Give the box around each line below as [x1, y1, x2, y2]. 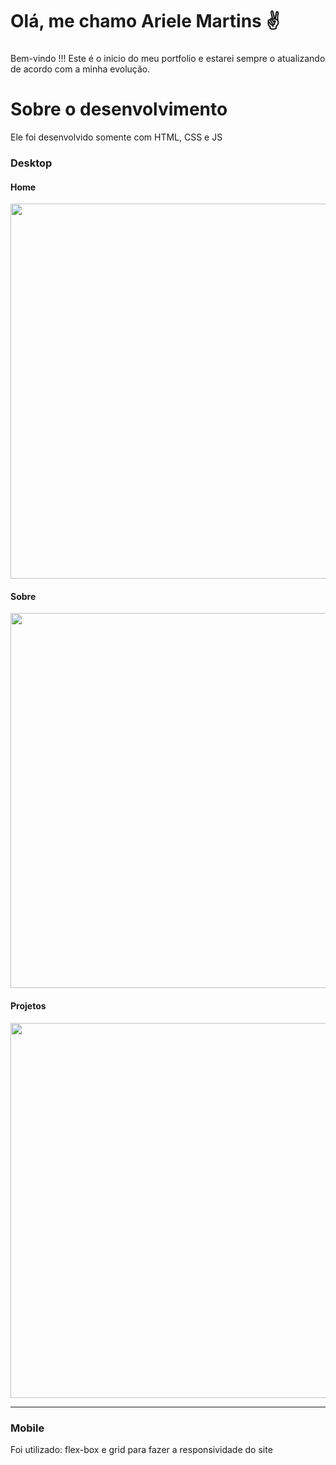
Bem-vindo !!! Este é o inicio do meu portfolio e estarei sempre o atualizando [10, 53, 326, 65]
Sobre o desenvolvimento [10, 98, 228, 121]
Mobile [10, 1421, 45, 1435]
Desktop [10, 156, 53, 170]
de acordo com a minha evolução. [10, 63, 151, 75]
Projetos [10, 999, 47, 1012]
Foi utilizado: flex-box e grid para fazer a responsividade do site [10, 1443, 273, 1455]
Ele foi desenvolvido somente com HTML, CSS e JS [10, 131, 223, 143]
